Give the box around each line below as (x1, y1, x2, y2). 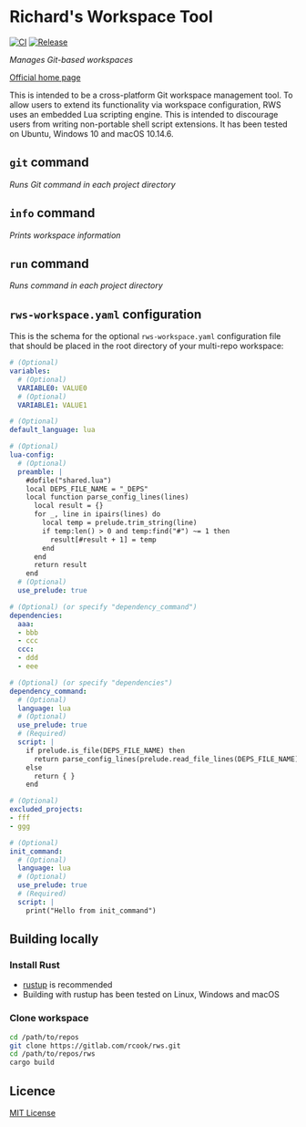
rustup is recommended (22, 979, 113, 990)
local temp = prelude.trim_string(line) (42, 518, 198, 528)
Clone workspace (9, 1012, 89, 1025)
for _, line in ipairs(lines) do (33, 510, 161, 519)
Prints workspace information (9, 230, 121, 241)
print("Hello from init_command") (25, 905, 157, 915)
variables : (9, 367, 51, 376)
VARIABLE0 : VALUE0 (17, 383, 88, 393)
